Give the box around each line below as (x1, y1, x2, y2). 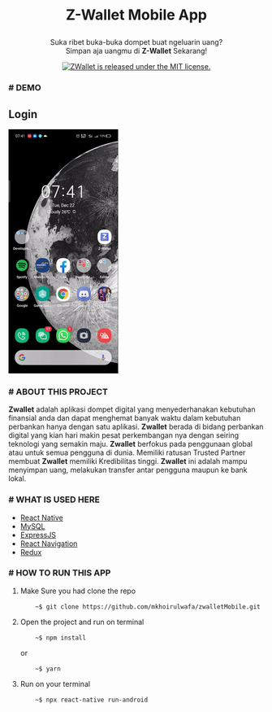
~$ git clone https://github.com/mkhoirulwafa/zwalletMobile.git (35, 602, 261, 611)
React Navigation (19, 539, 78, 548)
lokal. (8, 474, 27, 483)
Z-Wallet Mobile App (65, 6, 208, 24)
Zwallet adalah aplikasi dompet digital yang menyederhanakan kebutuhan (8, 404, 256, 414)
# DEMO (8, 82, 42, 94)
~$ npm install (35, 633, 87, 642)
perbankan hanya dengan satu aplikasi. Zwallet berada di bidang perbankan (8, 422, 264, 432)
